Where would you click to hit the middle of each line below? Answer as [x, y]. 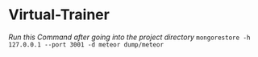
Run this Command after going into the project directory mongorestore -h [129, 37]
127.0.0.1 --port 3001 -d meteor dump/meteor [86, 45]
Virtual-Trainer [59, 15]
